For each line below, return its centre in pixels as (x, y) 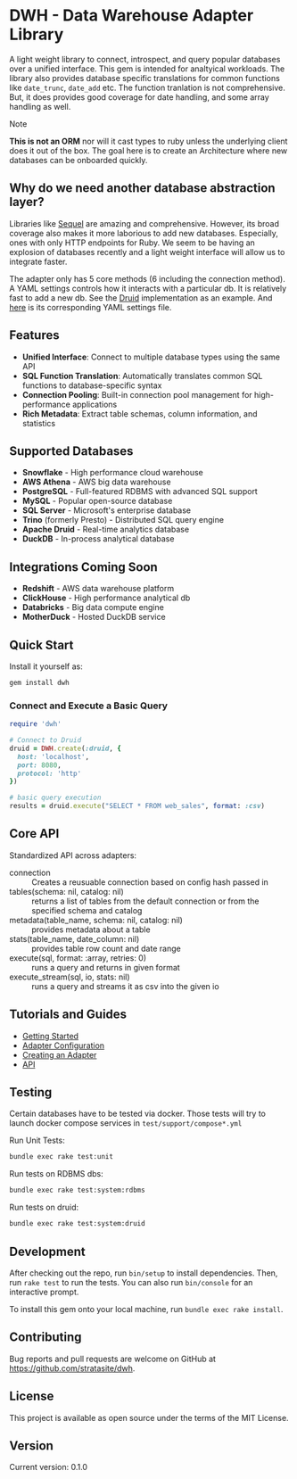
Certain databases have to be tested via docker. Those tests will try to (137, 1114)
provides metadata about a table (91, 930)
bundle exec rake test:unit (62, 1157)
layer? (27, 202)
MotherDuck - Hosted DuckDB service (94, 617)
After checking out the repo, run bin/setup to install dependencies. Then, (144, 1273)
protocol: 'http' (49, 773)
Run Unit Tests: (37, 1140)
